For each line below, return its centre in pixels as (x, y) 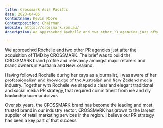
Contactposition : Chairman (32, 23)
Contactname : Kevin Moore (31, 18)
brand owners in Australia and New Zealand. (49, 65)
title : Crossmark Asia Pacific (37, 9)
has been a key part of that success (41, 120)
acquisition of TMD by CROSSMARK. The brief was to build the (68, 55)
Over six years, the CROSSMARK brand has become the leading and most (79, 105)
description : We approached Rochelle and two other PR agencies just (77, 32)
